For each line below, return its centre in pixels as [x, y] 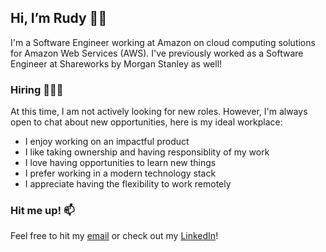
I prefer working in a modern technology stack [120, 173]
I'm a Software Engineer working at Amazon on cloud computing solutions [163, 42]
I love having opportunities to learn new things [120, 163]
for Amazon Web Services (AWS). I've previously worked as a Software [157, 53]
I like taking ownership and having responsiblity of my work [147, 152]
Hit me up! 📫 [42, 211]
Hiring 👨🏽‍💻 [37, 89]
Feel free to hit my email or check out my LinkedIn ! [114, 236]
